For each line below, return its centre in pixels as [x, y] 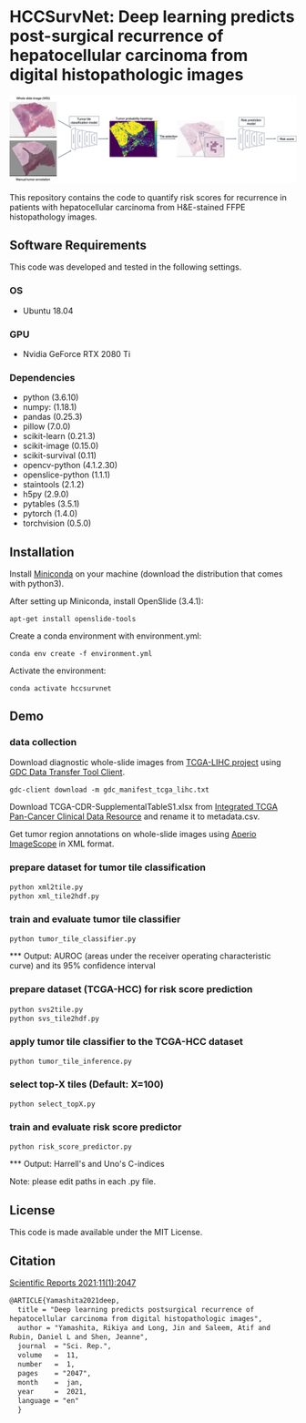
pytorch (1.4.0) [50, 514]
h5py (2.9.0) [46, 495]
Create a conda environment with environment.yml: [106, 636]
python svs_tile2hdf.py [55, 1019]
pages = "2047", [55, 1374]
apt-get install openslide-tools [73, 619]
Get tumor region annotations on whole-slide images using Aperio [133, 834]
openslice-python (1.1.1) [66, 475]
